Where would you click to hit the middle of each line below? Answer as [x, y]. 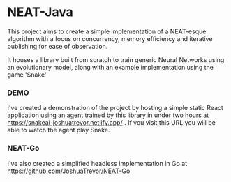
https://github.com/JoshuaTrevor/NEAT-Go [69, 171]
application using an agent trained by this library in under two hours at [108, 115]
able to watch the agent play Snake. [59, 130]
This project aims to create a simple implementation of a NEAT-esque [107, 31]
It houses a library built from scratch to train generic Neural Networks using [116, 59]
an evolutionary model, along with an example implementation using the [111, 67]
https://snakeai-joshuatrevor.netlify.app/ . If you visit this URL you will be [112, 123]
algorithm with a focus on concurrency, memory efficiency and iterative [110, 38]
